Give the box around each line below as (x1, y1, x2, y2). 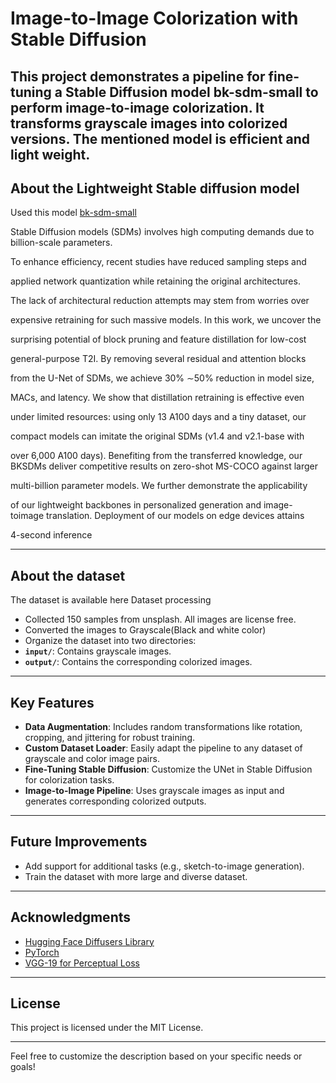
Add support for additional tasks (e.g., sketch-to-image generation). (24, 860, 305, 872)
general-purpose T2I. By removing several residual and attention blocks (10, 353, 307, 365)
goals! (10, 1061, 36, 1073)
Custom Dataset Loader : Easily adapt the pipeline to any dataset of (24, 742, 303, 754)
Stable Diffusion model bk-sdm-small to (65, 83, 319, 101)
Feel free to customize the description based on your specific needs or (10, 1050, 303, 1062)
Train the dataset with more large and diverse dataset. (24, 870, 248, 882)
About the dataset (10, 567, 126, 584)
